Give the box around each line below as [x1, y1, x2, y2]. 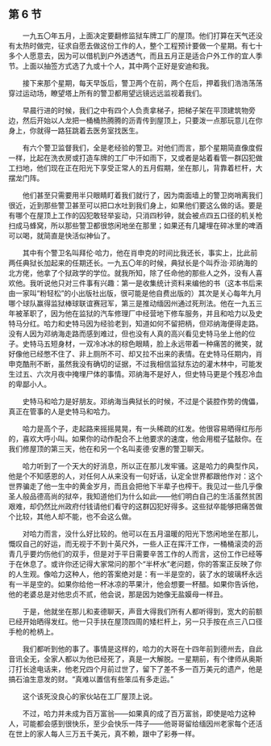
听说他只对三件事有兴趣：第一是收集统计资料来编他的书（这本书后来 [35, 278, 263, 288]
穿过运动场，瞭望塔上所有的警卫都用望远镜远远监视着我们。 [8, 88, 206, 98]
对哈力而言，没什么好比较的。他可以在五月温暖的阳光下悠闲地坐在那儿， [23, 529, 263, 538]
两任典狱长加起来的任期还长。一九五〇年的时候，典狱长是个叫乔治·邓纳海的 [8, 258, 258, 268]
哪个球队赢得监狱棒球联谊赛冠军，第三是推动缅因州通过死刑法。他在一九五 [8, 298, 256, 308]
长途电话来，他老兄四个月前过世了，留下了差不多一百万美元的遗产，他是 [22, 664, 263, 673]
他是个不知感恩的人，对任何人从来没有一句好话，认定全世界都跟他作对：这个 [8, 471, 263, 481]
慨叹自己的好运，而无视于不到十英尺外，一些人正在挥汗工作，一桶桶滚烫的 [8, 538, 256, 548]
